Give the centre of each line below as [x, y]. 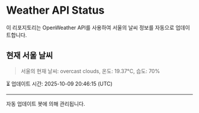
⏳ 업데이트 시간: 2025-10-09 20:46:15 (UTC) [59, 83]
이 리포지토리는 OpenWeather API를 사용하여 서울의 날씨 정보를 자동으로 [90, 27]
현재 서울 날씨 [30, 56]
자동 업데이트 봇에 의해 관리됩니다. [46, 103]
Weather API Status [55, 10]
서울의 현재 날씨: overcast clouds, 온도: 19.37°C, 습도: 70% [90, 71]
